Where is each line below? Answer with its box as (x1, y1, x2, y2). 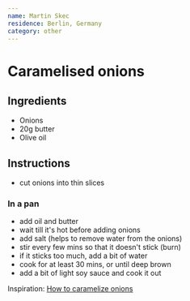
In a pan (7, 198, 40, 209)
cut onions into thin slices (19, 178, 105, 187)
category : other (7, 27, 62, 35)
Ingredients (7, 94, 67, 108)
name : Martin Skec (7, 11, 70, 20)
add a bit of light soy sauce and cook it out (19, 269, 162, 278)
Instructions (7, 156, 70, 170)
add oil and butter (19, 217, 78, 226)
